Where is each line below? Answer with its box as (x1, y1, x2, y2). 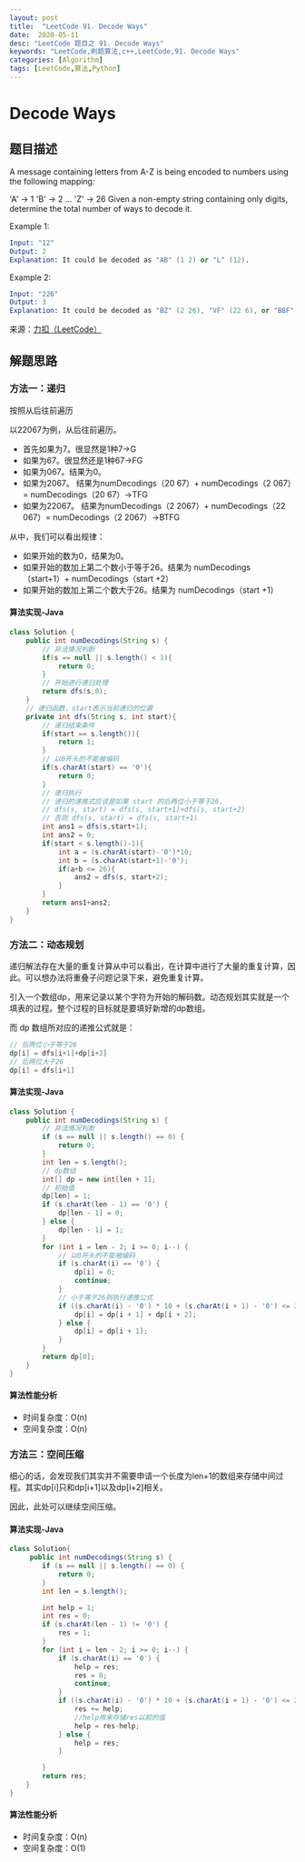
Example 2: (9, 272, 52, 283)
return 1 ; (57, 737, 95, 746)
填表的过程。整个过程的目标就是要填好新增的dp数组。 (9, 1002, 211, 1014)
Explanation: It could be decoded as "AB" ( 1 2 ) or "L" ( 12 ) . (9, 255, 250, 265)
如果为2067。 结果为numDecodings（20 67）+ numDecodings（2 (22, 477, 271, 488)
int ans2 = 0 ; (42, 831, 95, 840)
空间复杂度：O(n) (22, 1423, 88, 1434)
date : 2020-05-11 (9, 30, 79, 39)
